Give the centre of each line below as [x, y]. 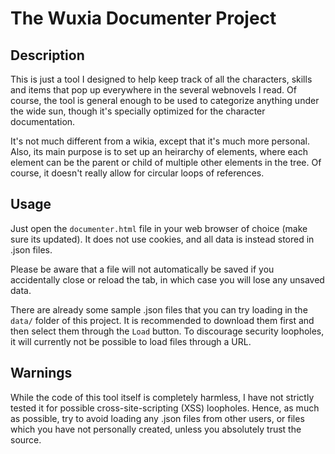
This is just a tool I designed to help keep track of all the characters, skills [161, 79]
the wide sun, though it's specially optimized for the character [138, 111]
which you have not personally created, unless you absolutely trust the [156, 429]
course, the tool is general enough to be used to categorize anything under [165, 100]
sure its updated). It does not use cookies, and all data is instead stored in [162, 239]
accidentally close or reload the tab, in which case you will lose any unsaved [167, 279]
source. [26, 439]
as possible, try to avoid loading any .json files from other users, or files [157, 418]
